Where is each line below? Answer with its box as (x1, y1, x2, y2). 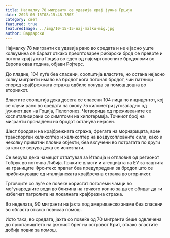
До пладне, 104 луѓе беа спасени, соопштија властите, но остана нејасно (5, 71, 165, 77)
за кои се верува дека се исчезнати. (5, 145, 85, 150)
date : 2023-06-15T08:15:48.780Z (5, 12, 74, 17)
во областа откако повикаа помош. (5, 207, 82, 212)
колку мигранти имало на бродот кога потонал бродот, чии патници (5, 77, 153, 82)
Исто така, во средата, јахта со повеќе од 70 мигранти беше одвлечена (5, 216, 162, 222)
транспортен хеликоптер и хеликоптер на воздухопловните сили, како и (5, 134, 163, 140)
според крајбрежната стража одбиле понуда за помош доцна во (5, 82, 146, 88)
